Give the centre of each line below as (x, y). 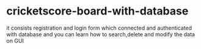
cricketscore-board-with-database (97, 11)
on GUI (15, 41)
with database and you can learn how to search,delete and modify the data (101, 34)
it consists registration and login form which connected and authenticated (99, 28)
